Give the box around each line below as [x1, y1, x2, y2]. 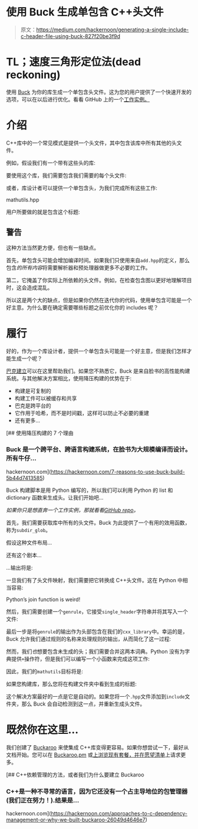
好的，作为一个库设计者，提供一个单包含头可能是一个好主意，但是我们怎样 [6, 347, 187, 354]
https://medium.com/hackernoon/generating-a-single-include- [36, 26, 189, 33]
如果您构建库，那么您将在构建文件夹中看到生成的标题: [6, 680, 137, 687]
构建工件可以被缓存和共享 [14, 394, 77, 402]
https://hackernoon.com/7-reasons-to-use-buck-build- [51, 468, 186, 475]
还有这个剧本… [6, 551, 42, 559]
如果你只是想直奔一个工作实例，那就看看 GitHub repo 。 [6, 506, 139, 514]
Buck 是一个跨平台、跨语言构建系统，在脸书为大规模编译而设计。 [6, 445, 192, 453]
